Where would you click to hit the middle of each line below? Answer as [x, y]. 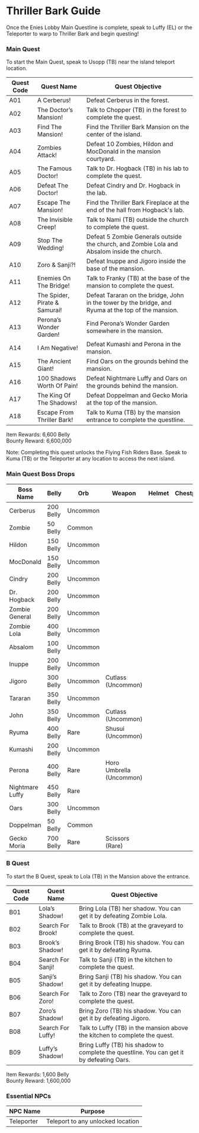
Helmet [158, 493]
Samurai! [49, 310]
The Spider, [53, 295]
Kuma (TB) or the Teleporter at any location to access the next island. [91, 459]
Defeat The [53, 186]
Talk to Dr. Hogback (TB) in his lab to [137, 168]
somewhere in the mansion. [125, 331]
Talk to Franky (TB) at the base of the [138, 278]
